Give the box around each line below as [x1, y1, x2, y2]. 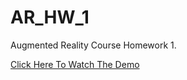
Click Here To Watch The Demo [10, 58, 140, 70]
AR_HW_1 [10, 6, 90, 29]
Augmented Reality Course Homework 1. [10, 39, 177, 51]
